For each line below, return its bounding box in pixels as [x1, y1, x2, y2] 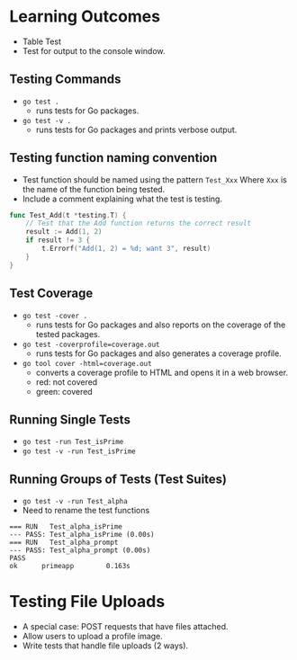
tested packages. [35, 328, 101, 339]
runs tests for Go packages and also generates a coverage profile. [35, 348, 282, 359]
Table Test [22, 36, 61, 47]
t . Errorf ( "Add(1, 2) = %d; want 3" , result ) [41, 245, 211, 254]
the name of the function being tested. [22, 183, 166, 194]
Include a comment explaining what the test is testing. [22, 193, 223, 204]
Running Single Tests [9, 412, 130, 427]
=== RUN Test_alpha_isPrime [9, 522, 123, 531]
